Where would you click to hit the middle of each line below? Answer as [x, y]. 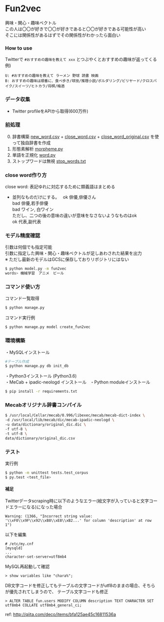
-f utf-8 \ [16, 429]
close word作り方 [26, 175]
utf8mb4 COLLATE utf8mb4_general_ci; [43, 605]
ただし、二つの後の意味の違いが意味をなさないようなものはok [74, 216]
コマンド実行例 [20, 318]
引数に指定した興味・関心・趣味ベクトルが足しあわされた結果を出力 [73, 253]
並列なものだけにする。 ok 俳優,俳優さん [54, 197]
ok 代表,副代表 [27, 222]
